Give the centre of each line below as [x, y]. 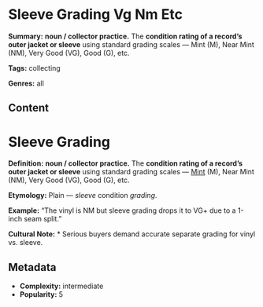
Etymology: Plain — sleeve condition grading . [83, 196]
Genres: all [26, 83]
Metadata [32, 267]
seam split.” [43, 219]
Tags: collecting [34, 68]
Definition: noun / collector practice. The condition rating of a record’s [125, 163]
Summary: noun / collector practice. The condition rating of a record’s [125, 36]
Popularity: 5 [41, 294]
